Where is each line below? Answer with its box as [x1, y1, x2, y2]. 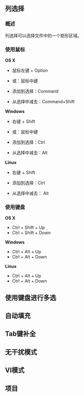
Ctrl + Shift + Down [12, 230, 51, 236]
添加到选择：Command [12, 88, 59, 94]
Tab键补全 [5, 330, 36, 338]
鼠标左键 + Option [12, 67, 48, 73]
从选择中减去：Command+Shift [12, 98, 75, 104]
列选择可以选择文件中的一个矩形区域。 [5, 32, 82, 38]
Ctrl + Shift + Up [12, 224, 45, 231]
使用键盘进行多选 [5, 293, 56, 302]
